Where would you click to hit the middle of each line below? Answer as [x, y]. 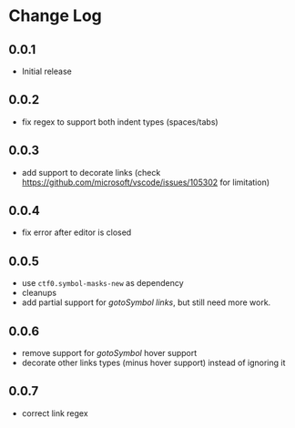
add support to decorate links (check [91, 172]
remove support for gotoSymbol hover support [109, 353]
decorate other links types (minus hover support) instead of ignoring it [153, 363]
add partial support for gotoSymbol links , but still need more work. [146, 302]
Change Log [55, 16]
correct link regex [55, 413]
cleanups [39, 293]
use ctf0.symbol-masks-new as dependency [102, 283]
